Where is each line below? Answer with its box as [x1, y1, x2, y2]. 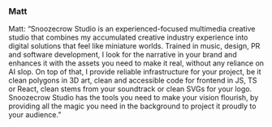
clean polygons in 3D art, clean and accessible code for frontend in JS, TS [8, 75, 257, 86]
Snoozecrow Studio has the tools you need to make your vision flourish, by [8, 93, 259, 103]
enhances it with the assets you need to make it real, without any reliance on [8, 58, 265, 68]
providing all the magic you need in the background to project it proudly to [8, 101, 257, 111]
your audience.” [8, 110, 62, 120]
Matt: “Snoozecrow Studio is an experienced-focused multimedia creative [8, 24, 256, 34]
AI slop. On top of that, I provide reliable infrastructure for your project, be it [8, 67, 261, 77]
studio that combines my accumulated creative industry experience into [8, 32, 248, 42]
